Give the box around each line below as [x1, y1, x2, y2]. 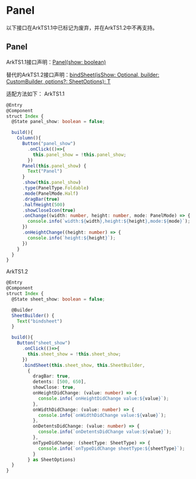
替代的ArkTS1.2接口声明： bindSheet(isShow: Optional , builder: [6, 71, 160, 78]
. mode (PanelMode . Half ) [21, 191, 79, 196]
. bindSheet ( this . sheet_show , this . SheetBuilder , [21, 362, 145, 368]
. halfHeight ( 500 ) [21, 201, 66, 208]
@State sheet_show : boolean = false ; [11, 296, 105, 302]
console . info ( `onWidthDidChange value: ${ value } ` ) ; [38, 412, 167, 418]
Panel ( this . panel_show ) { [21, 162, 86, 169]
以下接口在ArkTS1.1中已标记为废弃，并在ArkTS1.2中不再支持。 [6, 24, 158, 31]
